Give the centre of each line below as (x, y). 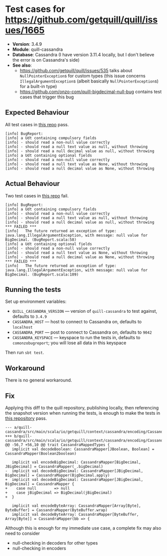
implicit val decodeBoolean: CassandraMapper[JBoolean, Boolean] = (83, 449)
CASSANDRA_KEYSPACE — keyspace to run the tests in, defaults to (76, 338)
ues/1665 (25, 30)
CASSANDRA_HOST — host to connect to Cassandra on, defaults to (77, 322)
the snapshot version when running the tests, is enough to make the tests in (83, 413)
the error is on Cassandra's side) (46, 60)
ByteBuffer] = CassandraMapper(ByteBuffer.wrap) (56, 510)
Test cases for (35, 9)
